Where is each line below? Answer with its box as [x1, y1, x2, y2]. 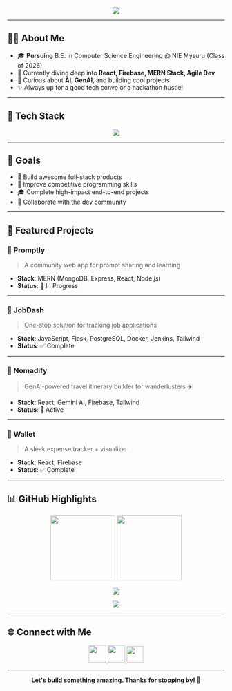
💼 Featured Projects [7, 225, 94, 236]
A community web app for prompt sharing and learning [23, 261, 181, 269]
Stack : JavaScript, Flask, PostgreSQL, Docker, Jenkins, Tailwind [17, 334, 200, 343]
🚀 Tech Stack [7, 111, 65, 122]
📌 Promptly [7, 245, 46, 255]
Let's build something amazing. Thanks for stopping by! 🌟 [31, 676, 201, 684]
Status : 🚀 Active [17, 405, 64, 414]
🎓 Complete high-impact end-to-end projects [17, 188, 150, 196]
